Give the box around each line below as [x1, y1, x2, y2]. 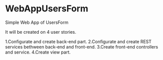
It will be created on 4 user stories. [5, 29, 77, 35]
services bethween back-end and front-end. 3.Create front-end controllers [5, 44, 158, 50]
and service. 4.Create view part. [5, 49, 71, 55]
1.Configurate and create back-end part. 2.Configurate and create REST [5, 38, 152, 45]
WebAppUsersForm [5, 3, 88, 14]
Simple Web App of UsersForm [5, 19, 69, 25]
